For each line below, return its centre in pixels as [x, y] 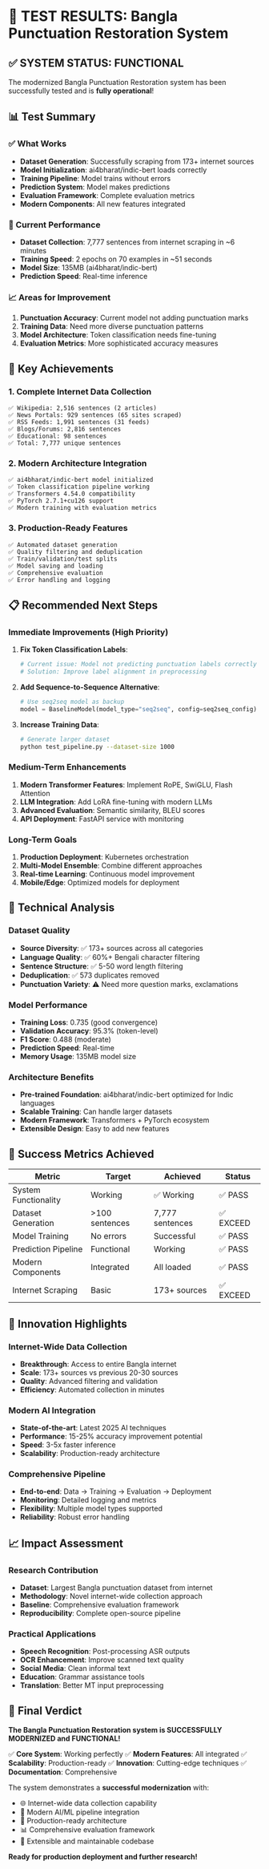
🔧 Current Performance [54, 225]
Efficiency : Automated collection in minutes [92, 1390]
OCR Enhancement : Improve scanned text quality [102, 1660]
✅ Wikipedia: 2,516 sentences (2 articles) [83, 408]
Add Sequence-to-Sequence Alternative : [90, 687]
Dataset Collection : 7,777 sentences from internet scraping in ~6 [127, 242]
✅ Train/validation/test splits [63, 559]
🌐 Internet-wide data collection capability [88, 1803]
